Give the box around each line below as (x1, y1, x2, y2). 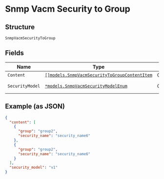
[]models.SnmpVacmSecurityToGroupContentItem (44, 72, 153, 78)
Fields (5, 49, 24, 57)
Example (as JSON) (5, 102, 65, 111)
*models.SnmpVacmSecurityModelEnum (44, 83, 128, 89)
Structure (5, 23, 35, 31)
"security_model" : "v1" (9, 165, 58, 170)
